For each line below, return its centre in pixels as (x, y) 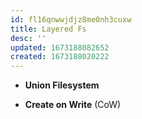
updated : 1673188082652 (60, 47)
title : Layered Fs (48, 29)
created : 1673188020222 (60, 57)
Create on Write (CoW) (73, 105)
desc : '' (28, 38)
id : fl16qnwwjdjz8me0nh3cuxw (71, 19)
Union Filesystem (62, 85)
